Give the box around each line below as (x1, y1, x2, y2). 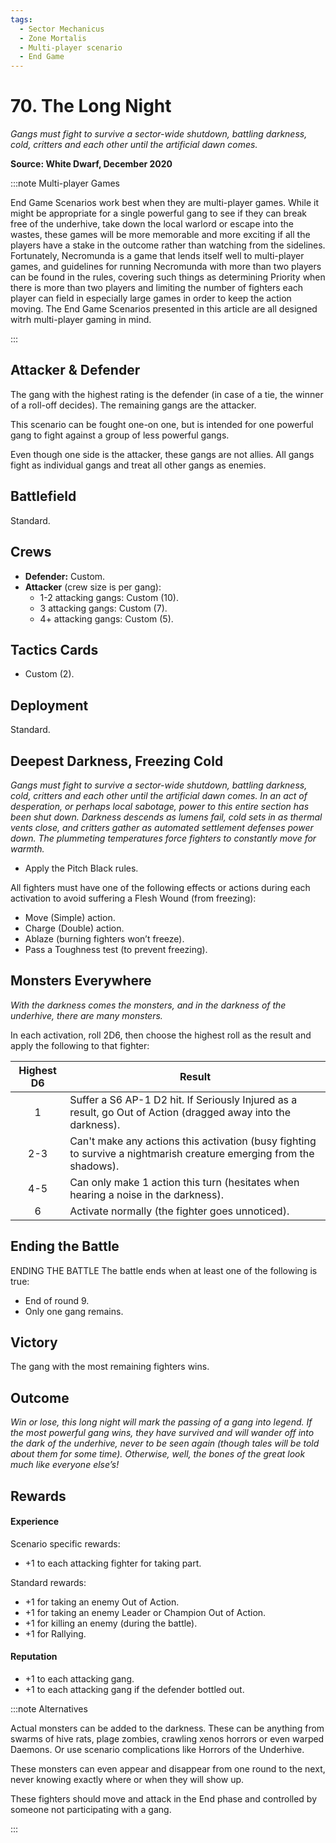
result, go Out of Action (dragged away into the (69, 1105, 291, 1119)
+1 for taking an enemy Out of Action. (24, 1596, 180, 1608)
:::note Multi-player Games (10, 177, 120, 190)
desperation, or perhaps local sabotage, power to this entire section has (10, 800, 310, 812)
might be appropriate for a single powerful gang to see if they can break (10, 207, 307, 220)
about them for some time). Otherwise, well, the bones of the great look (10, 1448, 306, 1460)
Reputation (10, 1651, 58, 1663)
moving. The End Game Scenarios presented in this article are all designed (10, 303, 318, 315)
